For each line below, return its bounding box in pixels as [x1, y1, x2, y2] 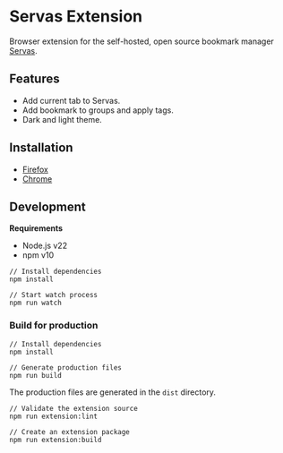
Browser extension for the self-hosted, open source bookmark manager [9, 36, 275, 47]
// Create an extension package [9, 427, 130, 436]
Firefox [21, 164, 49, 175]
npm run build [9, 371, 63, 380]
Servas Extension [9, 6, 143, 27]
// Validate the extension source [9, 404, 139, 413]
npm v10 [21, 250, 55, 261]
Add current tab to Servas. [21, 95, 121, 106]
